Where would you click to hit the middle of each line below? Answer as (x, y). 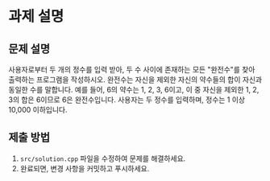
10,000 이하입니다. (38, 110)
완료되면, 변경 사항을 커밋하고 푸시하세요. (85, 168)
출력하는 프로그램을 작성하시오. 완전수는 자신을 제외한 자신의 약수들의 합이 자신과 (135, 80)
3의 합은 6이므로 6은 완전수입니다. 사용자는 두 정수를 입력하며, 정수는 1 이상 (127, 100)
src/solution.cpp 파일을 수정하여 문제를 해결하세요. (103, 158)
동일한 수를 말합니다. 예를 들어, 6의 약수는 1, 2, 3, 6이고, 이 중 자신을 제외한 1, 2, (134, 90)
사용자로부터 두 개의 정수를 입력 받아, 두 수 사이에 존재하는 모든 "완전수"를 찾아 (132, 70)
